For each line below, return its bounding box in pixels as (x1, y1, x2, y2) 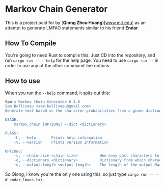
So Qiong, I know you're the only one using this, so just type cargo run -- (5, 171, 155, 177)
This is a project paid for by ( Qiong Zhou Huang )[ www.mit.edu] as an (5, 20, 146, 26)
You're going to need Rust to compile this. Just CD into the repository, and (5, 52, 156, 58)
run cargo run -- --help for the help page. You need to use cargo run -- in (5, 57, 159, 63)
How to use (5, 77, 40, 85)
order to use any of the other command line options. (5, 62, 110, 68)
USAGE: (5, 117, 19, 122)
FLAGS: (5, 131, 19, 135)
